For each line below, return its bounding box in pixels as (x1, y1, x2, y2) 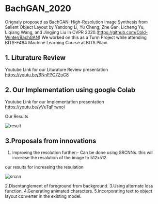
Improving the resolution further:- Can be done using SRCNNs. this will (12, 150, 154, 155)
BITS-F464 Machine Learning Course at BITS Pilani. (5, 39, 109, 45)
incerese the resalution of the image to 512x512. (12, 155, 108, 161)
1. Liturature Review (5, 54, 66, 62)
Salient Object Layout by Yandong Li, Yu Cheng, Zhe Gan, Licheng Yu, (5, 24, 145, 30)
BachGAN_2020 (5, 3, 71, 14)
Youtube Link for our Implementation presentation (5, 99, 104, 104)
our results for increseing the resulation (5, 164, 84, 170)
